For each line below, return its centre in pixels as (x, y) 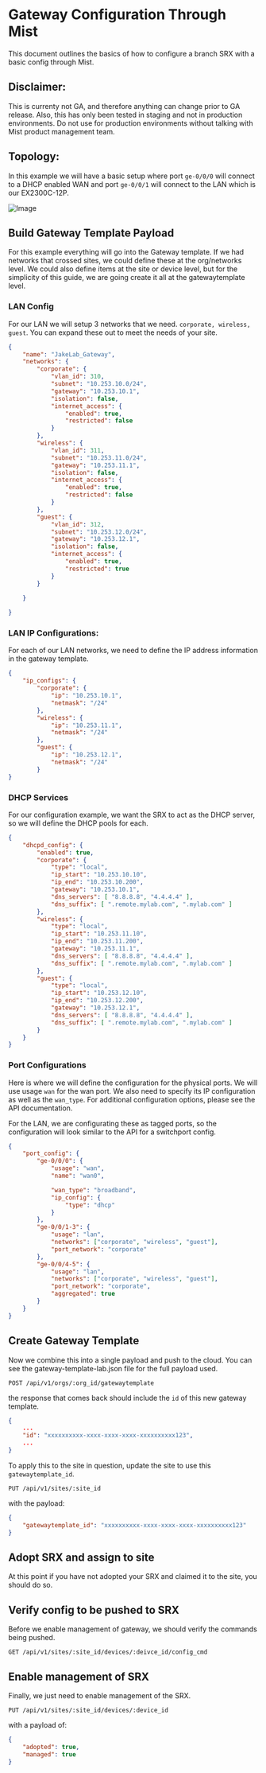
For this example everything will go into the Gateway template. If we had (126, 252)
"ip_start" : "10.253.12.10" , (99, 993)
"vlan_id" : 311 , (77, 450)
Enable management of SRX (79, 1676)
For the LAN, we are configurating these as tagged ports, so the (112, 1123)
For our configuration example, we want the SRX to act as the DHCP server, (132, 815)
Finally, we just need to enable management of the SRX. (100, 1695)
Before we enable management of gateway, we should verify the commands (133, 1629)
